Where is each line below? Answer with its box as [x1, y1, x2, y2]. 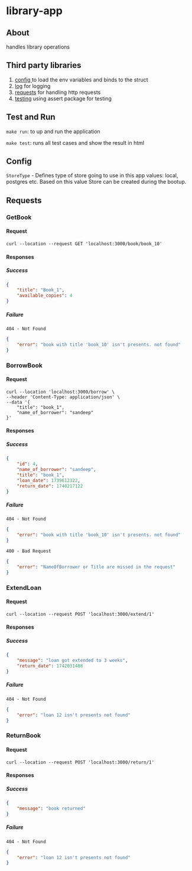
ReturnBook [6, 732, 41, 740]
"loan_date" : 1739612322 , [17, 477, 81, 483]
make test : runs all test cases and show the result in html [6, 139, 145, 146]
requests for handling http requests [14, 89, 101, 96]
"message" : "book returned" [17, 805, 86, 811]
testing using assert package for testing [14, 95, 112, 102]
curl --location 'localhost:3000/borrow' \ [6, 389, 115, 395]
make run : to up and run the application [6, 128, 100, 135]
